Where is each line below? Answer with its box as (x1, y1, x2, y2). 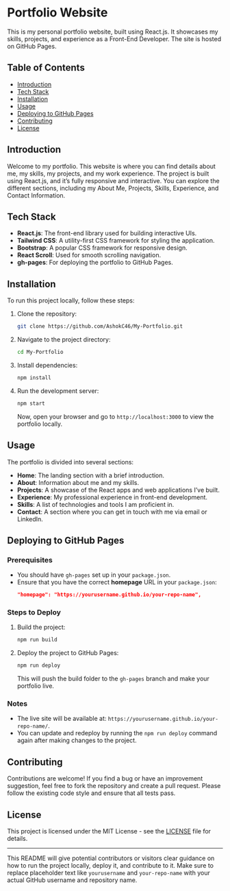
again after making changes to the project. (16, 736, 137, 745)
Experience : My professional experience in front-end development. (16, 492, 207, 501)
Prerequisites (7, 555, 53, 565)
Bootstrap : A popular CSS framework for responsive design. (16, 243, 188, 252)
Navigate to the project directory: (16, 335, 111, 344)
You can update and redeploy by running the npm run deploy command (16, 729, 218, 737)
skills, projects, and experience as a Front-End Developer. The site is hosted (7, 34, 221, 43)
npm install (16, 374, 51, 381)
